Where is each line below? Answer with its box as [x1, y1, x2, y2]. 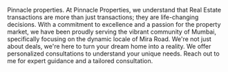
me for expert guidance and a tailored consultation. [7, 57, 153, 64]
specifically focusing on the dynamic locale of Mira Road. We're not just [7, 35, 212, 43]
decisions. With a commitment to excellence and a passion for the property [7, 21, 221, 28]
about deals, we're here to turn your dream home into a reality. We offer [7, 43, 211, 50]
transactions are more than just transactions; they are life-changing [7, 13, 199, 21]
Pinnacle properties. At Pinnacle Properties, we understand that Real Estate [7, 6, 222, 14]
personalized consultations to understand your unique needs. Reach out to [7, 49, 220, 58]
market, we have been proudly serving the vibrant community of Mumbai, [7, 27, 216, 36]
